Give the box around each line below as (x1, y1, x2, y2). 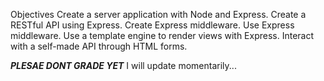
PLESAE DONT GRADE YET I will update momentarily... (10, 60, 237, 71)
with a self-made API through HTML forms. (10, 40, 188, 52)
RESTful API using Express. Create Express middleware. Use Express (10, 19, 295, 31)
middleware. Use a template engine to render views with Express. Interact (10, 30, 315, 41)
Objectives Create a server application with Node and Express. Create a (10, 9, 307, 20)
